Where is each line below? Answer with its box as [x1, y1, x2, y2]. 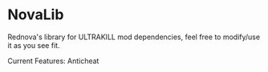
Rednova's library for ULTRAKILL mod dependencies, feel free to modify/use [7, 32, 261, 42]
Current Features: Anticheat [7, 56, 99, 66]
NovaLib [7, 6, 64, 24]
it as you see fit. [7, 40, 61, 50]
